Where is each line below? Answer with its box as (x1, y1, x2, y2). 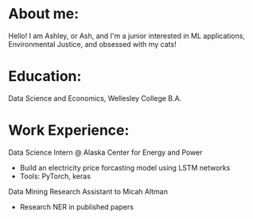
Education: (8, 67, 82, 86)
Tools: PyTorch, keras (19, 171, 91, 181)
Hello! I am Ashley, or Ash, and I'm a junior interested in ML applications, (8, 31, 245, 40)
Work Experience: (8, 121, 130, 140)
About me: (8, 5, 80, 23)
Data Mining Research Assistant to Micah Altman (8, 186, 169, 196)
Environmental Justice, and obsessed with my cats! (8, 39, 177, 48)
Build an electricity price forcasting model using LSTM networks (19, 163, 231, 172)
